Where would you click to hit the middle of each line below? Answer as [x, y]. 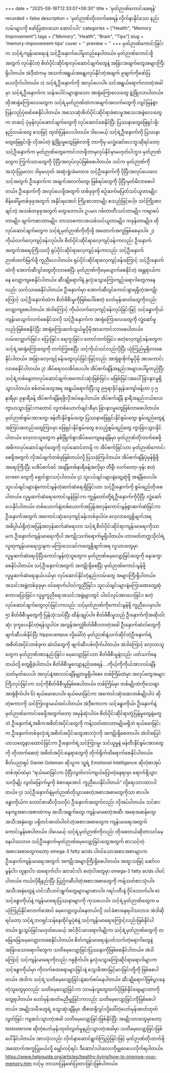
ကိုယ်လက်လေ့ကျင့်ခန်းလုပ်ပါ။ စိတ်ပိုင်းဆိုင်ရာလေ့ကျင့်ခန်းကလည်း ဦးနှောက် [79, 240]
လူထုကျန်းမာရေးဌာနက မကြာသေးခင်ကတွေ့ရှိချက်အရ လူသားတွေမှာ [72, 546]
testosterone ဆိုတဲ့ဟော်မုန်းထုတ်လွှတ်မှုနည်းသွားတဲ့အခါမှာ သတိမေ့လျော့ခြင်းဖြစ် [84, 1029]
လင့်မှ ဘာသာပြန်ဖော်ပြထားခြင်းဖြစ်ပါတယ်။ [75, 1064]
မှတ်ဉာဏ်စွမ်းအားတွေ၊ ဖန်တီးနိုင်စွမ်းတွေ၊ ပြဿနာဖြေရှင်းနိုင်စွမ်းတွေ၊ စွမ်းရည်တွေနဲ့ [85, 418]
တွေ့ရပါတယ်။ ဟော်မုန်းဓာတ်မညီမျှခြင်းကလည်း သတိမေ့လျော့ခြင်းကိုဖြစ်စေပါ [80, 999]
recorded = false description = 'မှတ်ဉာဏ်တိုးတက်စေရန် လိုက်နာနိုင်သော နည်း [82, 18]
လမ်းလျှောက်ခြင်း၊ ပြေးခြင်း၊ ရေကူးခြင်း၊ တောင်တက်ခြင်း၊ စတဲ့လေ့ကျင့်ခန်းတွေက [84, 339]
